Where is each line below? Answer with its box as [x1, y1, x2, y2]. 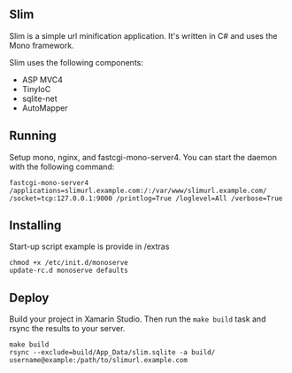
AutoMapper [21, 102, 68, 113]
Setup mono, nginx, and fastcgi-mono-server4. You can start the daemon [9, 152, 277, 162]
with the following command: [9, 161, 115, 172]
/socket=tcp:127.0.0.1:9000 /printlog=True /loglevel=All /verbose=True [9, 194, 283, 203]
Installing [9, 218, 62, 233]
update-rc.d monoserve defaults [9, 266, 128, 276]
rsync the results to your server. [9, 323, 126, 334]
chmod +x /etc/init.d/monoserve [9, 259, 128, 268]
